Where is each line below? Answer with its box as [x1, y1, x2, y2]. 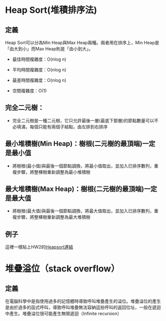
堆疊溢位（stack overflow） [5, 263, 120, 274]
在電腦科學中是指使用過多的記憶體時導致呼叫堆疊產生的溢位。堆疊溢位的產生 [5, 298, 161, 304]
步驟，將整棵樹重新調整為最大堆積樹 [16, 214, 90, 220]
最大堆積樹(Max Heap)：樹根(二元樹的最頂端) [5, 185, 144, 193]
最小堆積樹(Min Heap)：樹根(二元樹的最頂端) [5, 140, 142, 148]
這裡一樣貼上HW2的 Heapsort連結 [5, 244, 73, 250]
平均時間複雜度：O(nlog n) [12, 67, 67, 72]
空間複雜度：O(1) [12, 88, 47, 94]
